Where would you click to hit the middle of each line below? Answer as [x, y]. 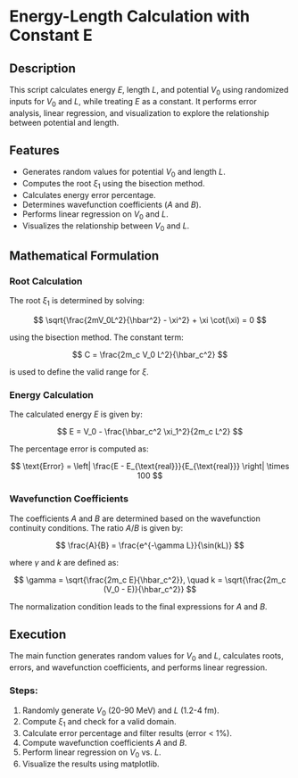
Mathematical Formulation [84, 256]
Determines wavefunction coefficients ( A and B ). [112, 204]
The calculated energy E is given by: [76, 414]
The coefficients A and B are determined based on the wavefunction [135, 518]
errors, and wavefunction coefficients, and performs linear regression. [138, 667]
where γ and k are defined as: [64, 562]
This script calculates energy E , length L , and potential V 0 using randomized [149, 91]
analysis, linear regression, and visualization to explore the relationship [139, 112]
